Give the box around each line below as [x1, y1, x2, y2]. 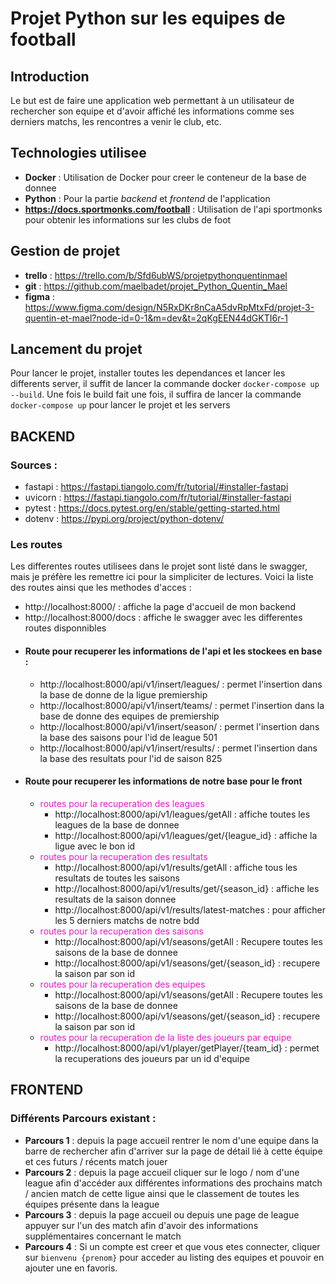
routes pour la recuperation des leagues [39, 797, 205, 809]
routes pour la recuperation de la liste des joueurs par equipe [39, 1031, 292, 1043]
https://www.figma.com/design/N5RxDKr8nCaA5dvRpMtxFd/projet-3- [24, 301, 315, 313]
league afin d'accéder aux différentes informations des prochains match [24, 1177, 323, 1189]
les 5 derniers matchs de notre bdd [54, 914, 200, 926]
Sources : [10, 458, 58, 472]
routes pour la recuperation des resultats [39, 850, 208, 862]
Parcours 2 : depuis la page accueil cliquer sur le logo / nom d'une [24, 1166, 300, 1178]
